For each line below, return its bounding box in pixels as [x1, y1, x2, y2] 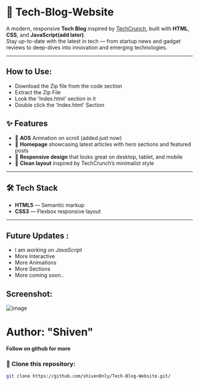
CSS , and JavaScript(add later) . [6, 31, 86, 38]
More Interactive [14, 253, 55, 260]
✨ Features [6, 119, 48, 129]
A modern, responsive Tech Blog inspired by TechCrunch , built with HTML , [6, 25, 190, 32]
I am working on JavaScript [14, 246, 82, 254]
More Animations [14, 259, 57, 266]
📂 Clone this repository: [6, 359, 76, 368]
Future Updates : [6, 231, 69, 241]
